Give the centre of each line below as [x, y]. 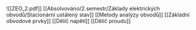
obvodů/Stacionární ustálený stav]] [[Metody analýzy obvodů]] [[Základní [98, 15]
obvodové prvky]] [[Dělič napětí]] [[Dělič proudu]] [69, 21]
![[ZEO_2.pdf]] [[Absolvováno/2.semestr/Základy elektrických [83, 9]
